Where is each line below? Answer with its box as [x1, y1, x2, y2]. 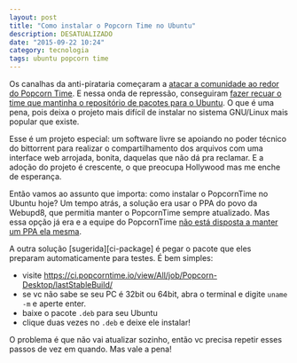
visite [21, 270, 43, 280]
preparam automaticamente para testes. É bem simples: [9, 253, 214, 263]
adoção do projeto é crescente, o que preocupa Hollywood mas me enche [9, 162, 281, 172]
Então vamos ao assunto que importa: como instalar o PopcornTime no [9, 188, 269, 199]
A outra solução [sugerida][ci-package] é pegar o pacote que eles [9, 243, 252, 254]
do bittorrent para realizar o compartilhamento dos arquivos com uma [9, 143, 263, 154]
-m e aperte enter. [21, 298, 87, 309]
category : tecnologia [9, 46, 90, 55]
